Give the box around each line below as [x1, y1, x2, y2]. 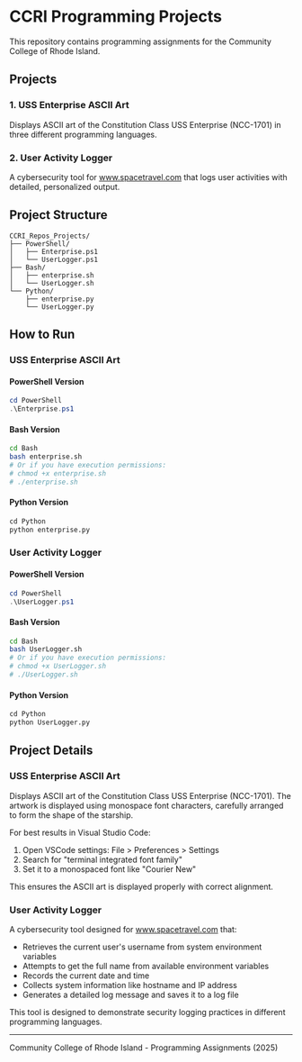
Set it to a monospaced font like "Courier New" [22, 863, 197, 875]
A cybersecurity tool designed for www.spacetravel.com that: [9, 923, 237, 934]
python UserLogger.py [9, 718, 91, 727]
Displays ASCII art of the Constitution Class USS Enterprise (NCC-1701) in [9, 119, 281, 130]
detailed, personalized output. [9, 181, 120, 192]
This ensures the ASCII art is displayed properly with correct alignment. [9, 881, 274, 892]
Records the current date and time [22, 970, 150, 981]
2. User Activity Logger [9, 151, 113, 164]
